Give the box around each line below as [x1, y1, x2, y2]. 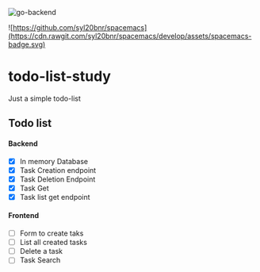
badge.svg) [8, 40, 46, 49]
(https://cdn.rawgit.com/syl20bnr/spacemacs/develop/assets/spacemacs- [8, 32, 252, 40]
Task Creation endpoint [19, 165, 97, 174]
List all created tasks [19, 238, 87, 247]
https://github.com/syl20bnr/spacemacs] [13, 23, 147, 32]
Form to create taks [19, 228, 84, 238]
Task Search [19, 255, 61, 265]
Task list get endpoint [19, 192, 90, 201]
